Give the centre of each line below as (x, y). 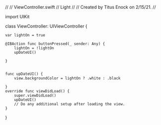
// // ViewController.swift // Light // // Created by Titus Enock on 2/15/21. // (80, 7)
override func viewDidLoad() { (37, 91)
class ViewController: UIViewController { (46, 26)
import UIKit (17, 16)
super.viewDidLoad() (35, 95)
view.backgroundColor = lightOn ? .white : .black (67, 78)
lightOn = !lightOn (34, 48)
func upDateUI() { (24, 74)
